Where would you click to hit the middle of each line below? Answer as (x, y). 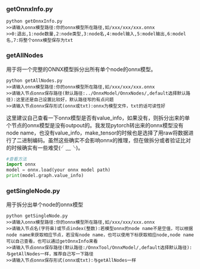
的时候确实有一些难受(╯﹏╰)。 (45, 148)
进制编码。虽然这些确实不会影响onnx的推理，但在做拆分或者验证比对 (106, 140)
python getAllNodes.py (34, 80)
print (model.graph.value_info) (45, 176)
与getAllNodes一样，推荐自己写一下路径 (50, 254)
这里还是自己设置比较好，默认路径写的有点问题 (65, 100)
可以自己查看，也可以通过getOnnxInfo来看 (52, 242)
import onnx (21, 164)
